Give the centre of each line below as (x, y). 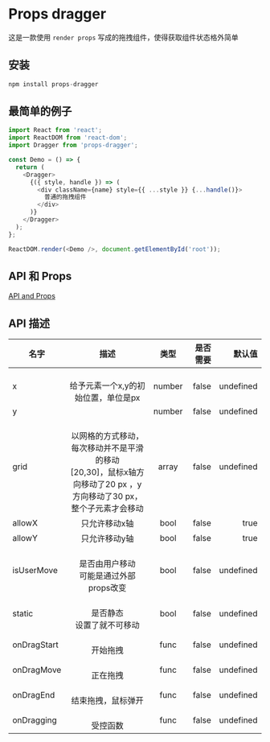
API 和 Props (40, 276)
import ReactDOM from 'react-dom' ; (68, 138)
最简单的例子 (40, 111)
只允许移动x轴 (107, 524)
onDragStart (35, 645)
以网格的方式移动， (107, 436)
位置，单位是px (111, 398)
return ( (30, 167)
